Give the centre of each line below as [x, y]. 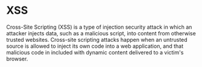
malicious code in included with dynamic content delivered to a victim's [95, 52]
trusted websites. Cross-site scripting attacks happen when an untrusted [97, 39]
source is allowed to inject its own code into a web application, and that [95, 46]
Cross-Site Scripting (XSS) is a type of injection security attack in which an [99, 27]
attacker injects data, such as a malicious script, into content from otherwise [101, 33]
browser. [17, 59]
